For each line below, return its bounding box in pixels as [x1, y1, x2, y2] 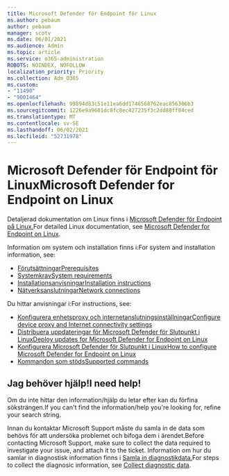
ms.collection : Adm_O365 [7, 74, 79, 82]
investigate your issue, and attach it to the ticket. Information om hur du [7, 446, 212, 454]
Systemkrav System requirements [17, 271, 112, 280]
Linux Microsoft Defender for [7, 178, 175, 193]
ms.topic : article [7, 49, 60, 56]
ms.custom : [7, 81, 39, 88]
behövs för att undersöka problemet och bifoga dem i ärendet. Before [7, 432, 205, 439]
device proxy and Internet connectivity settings [17, 321, 153, 329]
